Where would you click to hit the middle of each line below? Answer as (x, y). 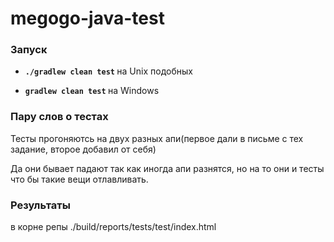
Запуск (29, 50)
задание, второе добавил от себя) (83, 149)
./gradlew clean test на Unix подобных (108, 71)
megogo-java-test (87, 18)
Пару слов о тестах (59, 117)
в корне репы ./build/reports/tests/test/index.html (113, 227)
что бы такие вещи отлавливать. (79, 179)
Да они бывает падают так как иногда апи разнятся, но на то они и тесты (167, 168)
